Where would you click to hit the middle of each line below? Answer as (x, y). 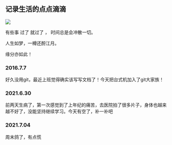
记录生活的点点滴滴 (36, 9)
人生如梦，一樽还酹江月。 (32, 43)
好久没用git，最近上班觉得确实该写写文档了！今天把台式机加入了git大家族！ (85, 80)
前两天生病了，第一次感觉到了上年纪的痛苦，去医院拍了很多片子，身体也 (81, 105)
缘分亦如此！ (19, 54)
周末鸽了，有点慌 (23, 137)
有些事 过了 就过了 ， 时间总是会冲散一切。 (50, 32)
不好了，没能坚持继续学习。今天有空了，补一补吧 (61, 112)
